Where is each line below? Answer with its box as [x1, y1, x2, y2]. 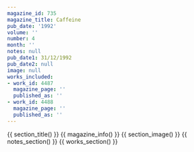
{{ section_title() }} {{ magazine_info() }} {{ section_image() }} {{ [7, 130, 187, 138]
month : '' [7, 42, 36, 48]
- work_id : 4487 [7, 80, 53, 87]
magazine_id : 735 [7, 10, 57, 17]
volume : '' [7, 29, 38, 36]
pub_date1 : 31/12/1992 [7, 55, 72, 61]
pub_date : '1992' [7, 22, 57, 29]
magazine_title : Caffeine [7, 16, 81, 23]
